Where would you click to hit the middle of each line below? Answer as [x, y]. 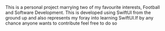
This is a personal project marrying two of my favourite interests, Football [83, 7]
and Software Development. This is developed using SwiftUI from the [78, 12]
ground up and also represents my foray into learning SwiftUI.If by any [79, 18]
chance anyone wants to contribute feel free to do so [61, 23]
